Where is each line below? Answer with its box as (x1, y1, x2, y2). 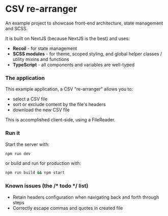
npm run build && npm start (5, 170, 65, 176)
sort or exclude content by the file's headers (12, 101, 106, 107)
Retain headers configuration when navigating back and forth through (12, 194, 159, 200)
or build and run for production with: (5, 160, 81, 166)
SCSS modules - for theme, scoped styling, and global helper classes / (12, 51, 162, 57)
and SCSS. (5, 25, 28, 31)
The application (5, 74, 45, 81)
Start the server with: (5, 141, 50, 147)
